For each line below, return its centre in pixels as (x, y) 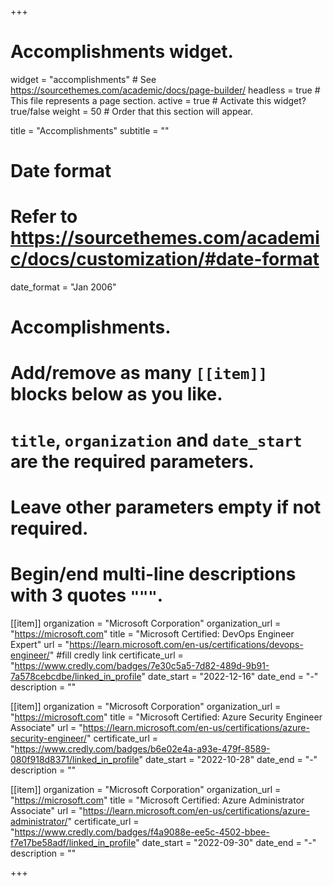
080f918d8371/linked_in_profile (75, 759)
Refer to (44, 217)
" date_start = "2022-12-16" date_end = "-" (230, 676)
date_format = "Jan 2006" (63, 287)
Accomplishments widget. (122, 52)
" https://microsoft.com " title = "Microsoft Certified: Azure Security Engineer (166, 717)
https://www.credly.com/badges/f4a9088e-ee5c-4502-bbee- (142, 832)
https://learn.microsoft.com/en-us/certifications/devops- (186, 644)
